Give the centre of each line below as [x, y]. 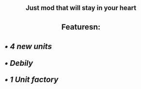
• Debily [19, 63]
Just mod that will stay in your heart [81, 8]
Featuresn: [81, 27]
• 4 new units [28, 46]
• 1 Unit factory [31, 80]
